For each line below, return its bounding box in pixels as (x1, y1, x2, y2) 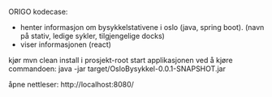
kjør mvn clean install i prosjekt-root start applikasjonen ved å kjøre (8, 56, 233, 65)
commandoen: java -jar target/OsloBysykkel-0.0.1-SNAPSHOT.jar (8, 64, 226, 74)
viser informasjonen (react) (19, 40, 112, 49)
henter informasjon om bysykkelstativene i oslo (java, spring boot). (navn (19, 23, 265, 32)
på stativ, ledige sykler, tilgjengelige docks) (19, 32, 165, 40)
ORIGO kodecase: (8, 7, 68, 16)
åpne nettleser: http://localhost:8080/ (8, 80, 134, 89)
